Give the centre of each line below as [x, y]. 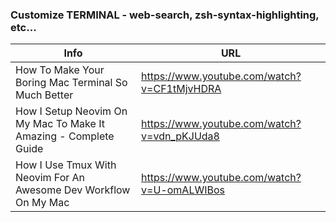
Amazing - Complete [65, 136]
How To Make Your [60, 70]
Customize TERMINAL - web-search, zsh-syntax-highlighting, [165, 15]
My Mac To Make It [60, 124]
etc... [23, 27]
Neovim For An [50, 178]
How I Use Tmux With [66, 165]
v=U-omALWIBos [183, 190]
